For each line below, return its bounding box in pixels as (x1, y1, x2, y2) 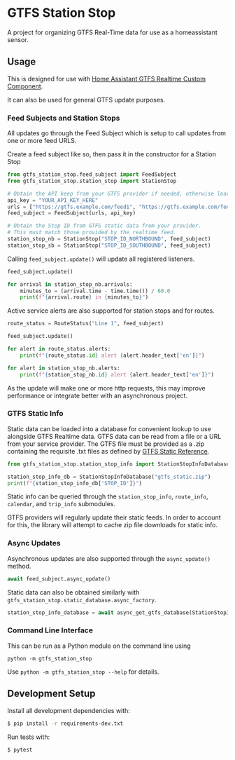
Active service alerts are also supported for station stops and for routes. (7, 306, 215, 315)
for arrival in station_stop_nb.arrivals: (7, 280, 133, 288)
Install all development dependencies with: (7, 706, 131, 714)
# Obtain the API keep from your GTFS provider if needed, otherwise (7, 190, 215, 197)
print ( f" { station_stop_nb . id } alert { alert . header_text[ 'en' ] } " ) (20, 371, 215, 378)
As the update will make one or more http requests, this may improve (7, 384, 206, 392)
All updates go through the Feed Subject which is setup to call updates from (7, 129, 226, 137)
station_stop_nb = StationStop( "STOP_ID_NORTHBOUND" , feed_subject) (7, 236, 211, 243)
